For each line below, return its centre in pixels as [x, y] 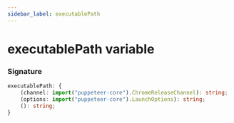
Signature [25, 71]
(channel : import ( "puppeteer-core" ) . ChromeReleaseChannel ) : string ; [124, 92]
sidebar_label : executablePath [54, 14]
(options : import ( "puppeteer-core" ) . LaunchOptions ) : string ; [113, 99]
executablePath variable [81, 49]
